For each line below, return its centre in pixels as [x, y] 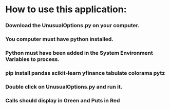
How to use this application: [66, 9]
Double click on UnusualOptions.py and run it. [64, 86]
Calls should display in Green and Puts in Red [63, 100]
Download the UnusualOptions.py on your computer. [72, 26]
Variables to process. [33, 59]
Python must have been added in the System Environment [79, 53]
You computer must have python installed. [60, 39]
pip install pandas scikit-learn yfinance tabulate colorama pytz [85, 73]
